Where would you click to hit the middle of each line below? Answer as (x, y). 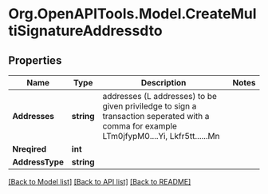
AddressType (38, 162)
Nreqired (30, 149)
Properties (35, 60)
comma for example (140, 126)
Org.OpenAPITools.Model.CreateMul (132, 14)
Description (164, 83)
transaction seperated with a (156, 116)
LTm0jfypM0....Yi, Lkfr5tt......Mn (161, 136)
